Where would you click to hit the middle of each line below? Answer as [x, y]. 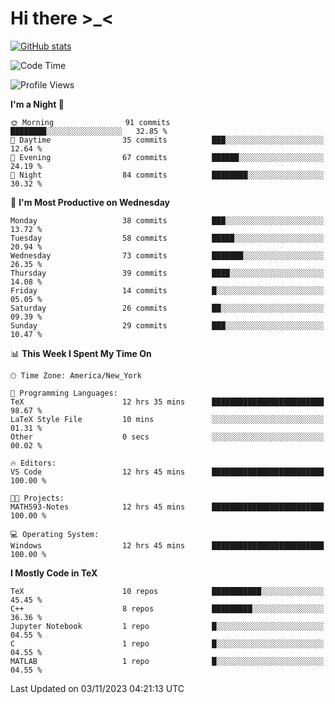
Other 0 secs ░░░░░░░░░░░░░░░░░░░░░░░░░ [167, 437]
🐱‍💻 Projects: [37, 498]
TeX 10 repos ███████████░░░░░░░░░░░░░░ [167, 591]
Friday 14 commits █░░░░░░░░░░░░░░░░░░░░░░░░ [167, 290]
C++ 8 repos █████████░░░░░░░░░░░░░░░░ [167, 608]
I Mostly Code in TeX [54, 573]
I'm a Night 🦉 [37, 104]
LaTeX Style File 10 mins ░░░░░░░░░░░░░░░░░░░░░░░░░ [167, 419]
